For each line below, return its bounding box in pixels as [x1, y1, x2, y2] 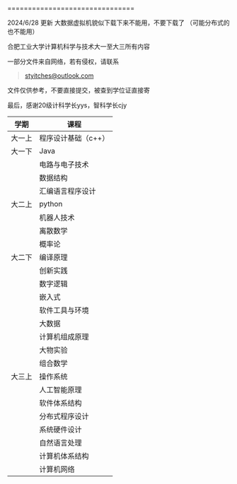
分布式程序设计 [39, 411, 90, 421]
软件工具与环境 [39, 305, 90, 315]
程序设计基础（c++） [39, 134, 110, 143]
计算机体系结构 [39, 451, 90, 461]
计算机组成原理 [39, 332, 90, 341]
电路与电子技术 [39, 160, 90, 170]
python [39, 199, 63, 208]
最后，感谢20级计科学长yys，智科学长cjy [7, 101, 127, 110]
